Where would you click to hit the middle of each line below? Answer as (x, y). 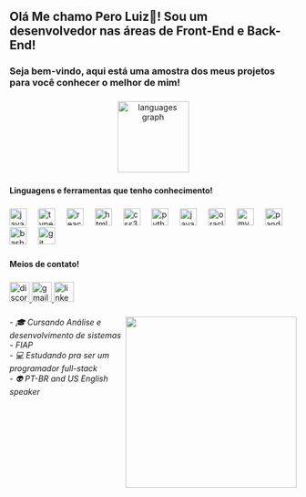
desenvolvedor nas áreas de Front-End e (127, 31)
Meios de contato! (45, 264)
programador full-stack (54, 368)
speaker (25, 391)
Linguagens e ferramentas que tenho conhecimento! (111, 191)
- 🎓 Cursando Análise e (56, 322)
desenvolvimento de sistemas (65, 335)
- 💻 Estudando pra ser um (60, 355)
